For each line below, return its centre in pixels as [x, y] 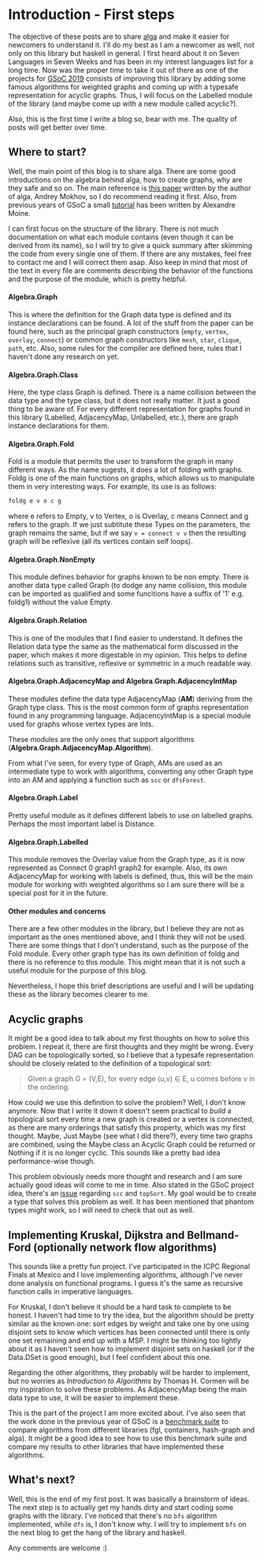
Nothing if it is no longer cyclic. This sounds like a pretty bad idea [114, 1153]
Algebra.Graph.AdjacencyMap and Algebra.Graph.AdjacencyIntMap [123, 681]
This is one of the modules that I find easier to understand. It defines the [125, 638]
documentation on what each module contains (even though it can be [121, 237]
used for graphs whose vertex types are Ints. [81, 724]
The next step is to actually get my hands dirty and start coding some [121, 1507]
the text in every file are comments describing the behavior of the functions [131, 270]
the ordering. [48, 1087]
